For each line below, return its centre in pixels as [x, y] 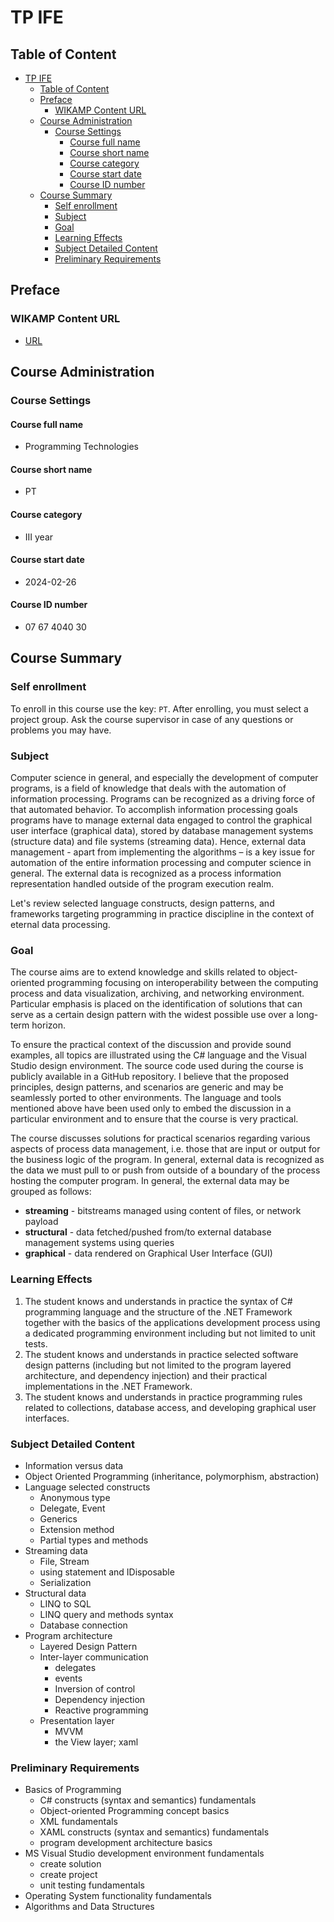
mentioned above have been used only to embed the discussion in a [151, 1108]
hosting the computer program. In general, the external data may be [150, 1181]
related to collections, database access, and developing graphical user [170, 1407]
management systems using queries [99, 1243]
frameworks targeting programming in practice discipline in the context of [162, 914]
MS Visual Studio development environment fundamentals [144, 1853]
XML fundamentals [78, 1822]
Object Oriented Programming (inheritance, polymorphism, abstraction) [172, 1476]
